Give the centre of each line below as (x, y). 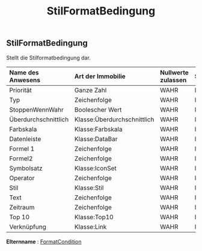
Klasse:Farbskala (98, 129)
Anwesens (25, 80)
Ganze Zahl (90, 90)
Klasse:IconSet (96, 168)
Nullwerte (175, 72)
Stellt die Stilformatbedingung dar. (49, 58)
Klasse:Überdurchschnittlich (114, 119)
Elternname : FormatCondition (44, 241)
